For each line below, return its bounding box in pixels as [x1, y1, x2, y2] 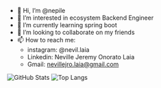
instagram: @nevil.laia [27, 46, 90, 54]
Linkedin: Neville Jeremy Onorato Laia [27, 53, 135, 61]
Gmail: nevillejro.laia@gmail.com [27, 60, 119, 68]
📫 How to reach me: [16, 36, 76, 44]
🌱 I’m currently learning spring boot [16, 21, 118, 29]
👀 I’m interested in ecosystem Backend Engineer [16, 14, 154, 22]
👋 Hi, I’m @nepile [16, 7, 66, 14]
